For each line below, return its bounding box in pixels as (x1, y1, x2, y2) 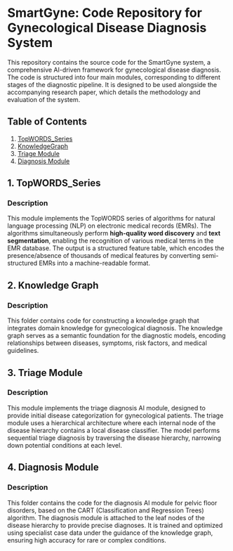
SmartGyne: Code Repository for (7, 5, 202, 21)
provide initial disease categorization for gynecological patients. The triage (7, 411, 224, 420)
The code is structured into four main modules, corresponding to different (7, 72, 221, 82)
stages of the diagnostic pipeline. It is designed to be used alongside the (7, 80, 218, 89)
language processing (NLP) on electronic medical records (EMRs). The (7, 221, 212, 230)
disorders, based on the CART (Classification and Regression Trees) (7, 506, 205, 514)
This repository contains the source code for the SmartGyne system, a (7, 58, 211, 66)
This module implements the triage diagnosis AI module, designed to (7, 403, 206, 412)
